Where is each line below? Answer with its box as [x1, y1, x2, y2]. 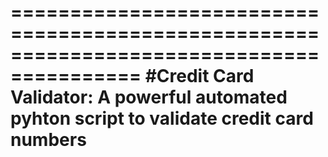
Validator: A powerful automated [10, 86, 288, 109]
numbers [10, 129, 87, 151]
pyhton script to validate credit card [10, 107, 314, 130]
